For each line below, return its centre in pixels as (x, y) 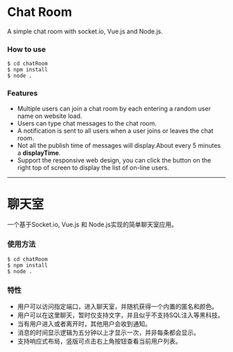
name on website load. (50, 116)
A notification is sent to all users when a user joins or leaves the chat (115, 131)
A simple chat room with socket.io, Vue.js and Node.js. (85, 31)
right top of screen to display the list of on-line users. (93, 167)
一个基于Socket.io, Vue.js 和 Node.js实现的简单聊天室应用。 (93, 225)
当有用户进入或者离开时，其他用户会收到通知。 (84, 324)
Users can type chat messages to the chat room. (87, 123)
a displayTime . (39, 153)
